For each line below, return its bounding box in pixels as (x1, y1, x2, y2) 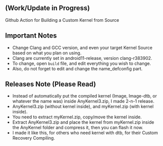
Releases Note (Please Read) (5, 80, 96, 89)
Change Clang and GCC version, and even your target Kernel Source (12, 45, 153, 50)
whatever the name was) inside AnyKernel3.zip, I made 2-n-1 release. (12, 98, 155, 104)
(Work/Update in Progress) (5, 4, 90, 12)
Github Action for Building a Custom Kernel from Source (5, 17, 119, 23)
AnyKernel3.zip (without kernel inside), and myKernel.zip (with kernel (12, 103, 154, 109)
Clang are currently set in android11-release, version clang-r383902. (12, 55, 153, 61)
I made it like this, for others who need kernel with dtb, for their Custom (12, 130, 158, 136)
